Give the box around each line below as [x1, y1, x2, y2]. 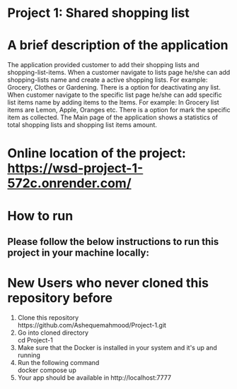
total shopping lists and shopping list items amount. [7, 121, 158, 129]
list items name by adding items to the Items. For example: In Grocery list [7, 98, 219, 107]
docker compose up [17, 366, 76, 374]
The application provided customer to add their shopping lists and [7, 61, 200, 69]
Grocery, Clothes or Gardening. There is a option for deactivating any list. [7, 83, 221, 92]
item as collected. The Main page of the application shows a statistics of [7, 113, 218, 121]
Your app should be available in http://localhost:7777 [17, 373, 172, 382]
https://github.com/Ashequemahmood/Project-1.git [17, 321, 166, 329]
